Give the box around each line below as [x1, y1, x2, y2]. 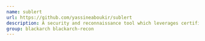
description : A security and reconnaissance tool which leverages [6, 20, 179, 26]
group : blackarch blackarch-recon [6, 25, 95, 32]
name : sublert [6, 8, 43, 15]
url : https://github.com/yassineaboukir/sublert [6, 14, 132, 20]
